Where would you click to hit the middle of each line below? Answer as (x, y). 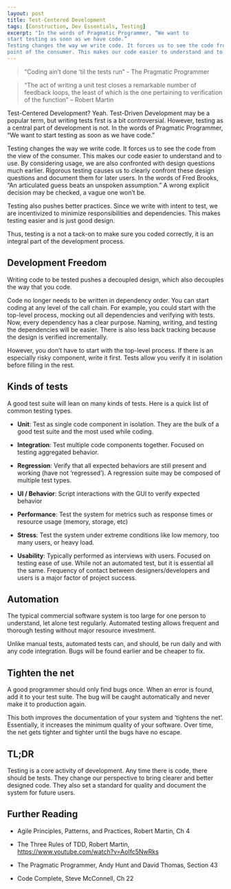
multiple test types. (44, 480)
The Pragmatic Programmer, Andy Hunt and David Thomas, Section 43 (117, 865)
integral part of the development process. (66, 241)
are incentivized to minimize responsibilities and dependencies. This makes (114, 213)
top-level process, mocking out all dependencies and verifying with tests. (111, 315)
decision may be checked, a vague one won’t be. (77, 192)
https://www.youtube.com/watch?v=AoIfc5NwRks (88, 851)
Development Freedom (57, 263)
